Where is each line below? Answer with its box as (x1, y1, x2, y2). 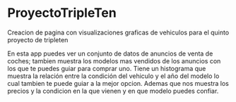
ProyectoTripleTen (7, 5, 117, 21)
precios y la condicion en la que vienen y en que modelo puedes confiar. (7, 87, 219, 95)
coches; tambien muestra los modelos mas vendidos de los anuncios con (7, 56, 221, 65)
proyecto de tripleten (7, 35, 69, 44)
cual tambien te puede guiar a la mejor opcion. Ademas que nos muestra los (7, 79, 230, 87)
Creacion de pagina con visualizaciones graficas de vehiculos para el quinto (7, 28, 230, 37)
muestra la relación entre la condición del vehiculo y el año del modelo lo (7, 72, 220, 80)
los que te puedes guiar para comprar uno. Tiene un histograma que (7, 64, 206, 72)
